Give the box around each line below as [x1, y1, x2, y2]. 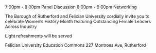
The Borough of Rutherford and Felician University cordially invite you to [5, 13, 150, 19]
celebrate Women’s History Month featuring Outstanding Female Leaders [5, 19, 151, 24]
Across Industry [5, 24, 37, 29]
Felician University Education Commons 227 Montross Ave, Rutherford [5, 42, 146, 48]
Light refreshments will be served [5, 33, 72, 39]
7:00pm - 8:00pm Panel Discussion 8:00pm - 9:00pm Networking [5, 4, 137, 10]
